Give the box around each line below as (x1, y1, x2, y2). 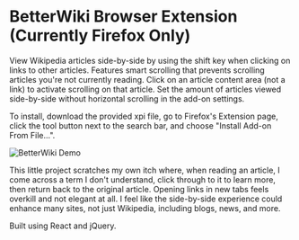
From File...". (9, 129, 56, 140)
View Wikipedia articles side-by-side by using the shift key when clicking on (9, 55, 291, 66)
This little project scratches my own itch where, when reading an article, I (9, 164, 280, 175)
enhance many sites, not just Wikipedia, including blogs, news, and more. (9, 202, 281, 213)
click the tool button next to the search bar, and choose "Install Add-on (9, 120, 272, 131)
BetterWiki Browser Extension (9, 6, 238, 27)
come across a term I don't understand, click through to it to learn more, (9, 173, 277, 185)
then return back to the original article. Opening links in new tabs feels (9, 183, 269, 194)
